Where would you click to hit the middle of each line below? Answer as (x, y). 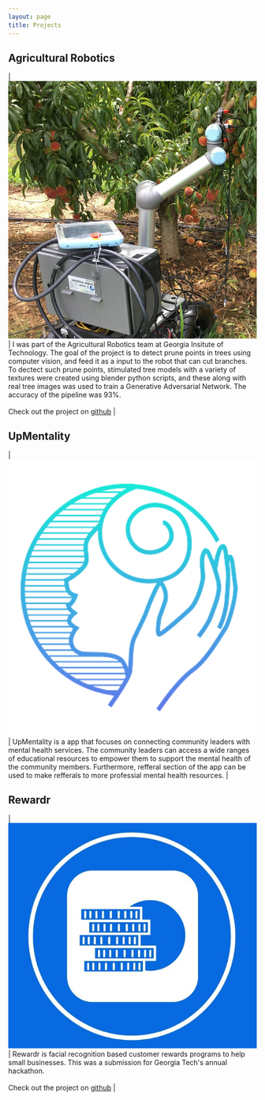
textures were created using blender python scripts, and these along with (127, 378)
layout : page (30, 17)
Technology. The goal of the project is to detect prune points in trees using (129, 353)
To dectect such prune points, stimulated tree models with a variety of (122, 369)
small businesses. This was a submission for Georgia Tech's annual (118, 1063)
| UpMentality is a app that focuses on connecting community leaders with (129, 741)
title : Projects (35, 25)
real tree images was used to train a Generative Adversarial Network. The (127, 386)
